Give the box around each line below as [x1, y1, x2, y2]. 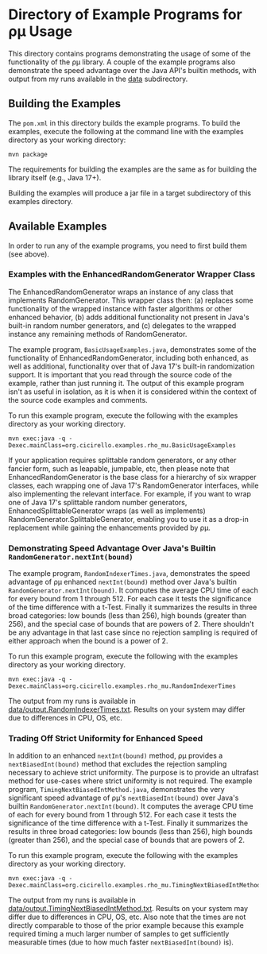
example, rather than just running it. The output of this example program [8, 378, 245, 388]
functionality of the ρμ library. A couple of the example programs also [8, 57, 236, 67]
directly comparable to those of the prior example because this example [8, 921, 244, 930]
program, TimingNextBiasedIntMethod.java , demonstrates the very [8, 785, 225, 794]
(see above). [8, 249, 50, 259]
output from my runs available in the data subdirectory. [8, 74, 188, 83]
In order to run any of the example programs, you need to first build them [8, 241, 248, 250]
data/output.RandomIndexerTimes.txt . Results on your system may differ [8, 705, 246, 714]
